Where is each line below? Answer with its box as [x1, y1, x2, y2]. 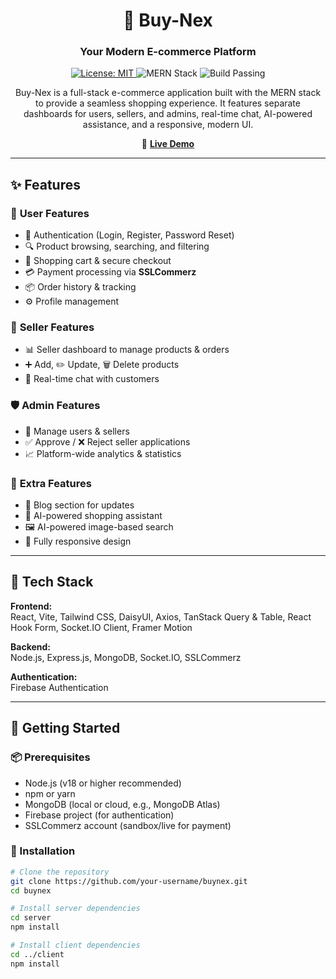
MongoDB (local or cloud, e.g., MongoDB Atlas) [24, 798, 221, 810]
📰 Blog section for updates [24, 499, 135, 511]
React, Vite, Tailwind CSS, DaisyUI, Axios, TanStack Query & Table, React [10, 610, 312, 623]
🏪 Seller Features [10, 320, 95, 334]
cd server [10, 913, 52, 923]
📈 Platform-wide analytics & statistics [24, 447, 182, 459]
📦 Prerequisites [10, 750, 91, 764]
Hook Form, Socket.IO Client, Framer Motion [10, 621, 193, 633]
